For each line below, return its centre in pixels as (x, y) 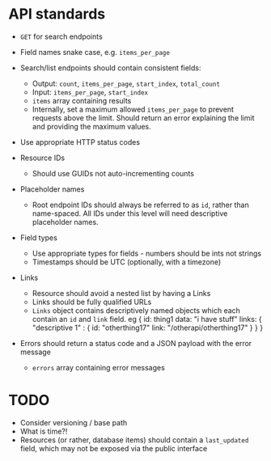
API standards (57, 14)
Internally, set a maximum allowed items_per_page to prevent (133, 109)
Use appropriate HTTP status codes (80, 142)
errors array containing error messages (99, 367)
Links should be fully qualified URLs (92, 302)
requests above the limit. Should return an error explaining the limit (143, 117)
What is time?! (44, 431)
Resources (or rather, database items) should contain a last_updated (134, 440)
